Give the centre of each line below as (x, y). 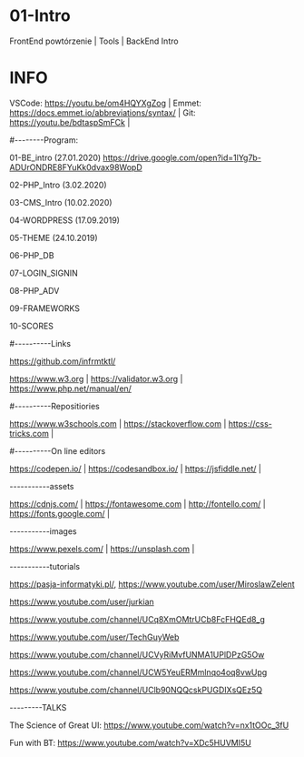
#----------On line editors (58, 450)
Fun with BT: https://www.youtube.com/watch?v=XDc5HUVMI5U (130, 742)
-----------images (43, 531)
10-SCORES (32, 326)
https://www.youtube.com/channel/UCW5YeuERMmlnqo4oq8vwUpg (138, 672)
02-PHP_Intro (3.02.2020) (58, 185)
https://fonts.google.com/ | (60, 513)
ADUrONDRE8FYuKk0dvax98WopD (76, 167)
